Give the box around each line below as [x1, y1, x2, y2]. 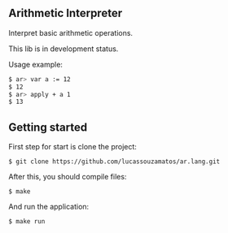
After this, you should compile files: [8, 172, 127, 182]
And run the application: [8, 202, 90, 212]
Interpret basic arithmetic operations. [8, 28, 133, 37]
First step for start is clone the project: [8, 142, 137, 152]
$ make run [8, 218, 46, 226]
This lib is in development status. [8, 44, 119, 54]
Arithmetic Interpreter [8, 6, 123, 20]
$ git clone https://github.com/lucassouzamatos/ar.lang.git [8, 157, 221, 166]
